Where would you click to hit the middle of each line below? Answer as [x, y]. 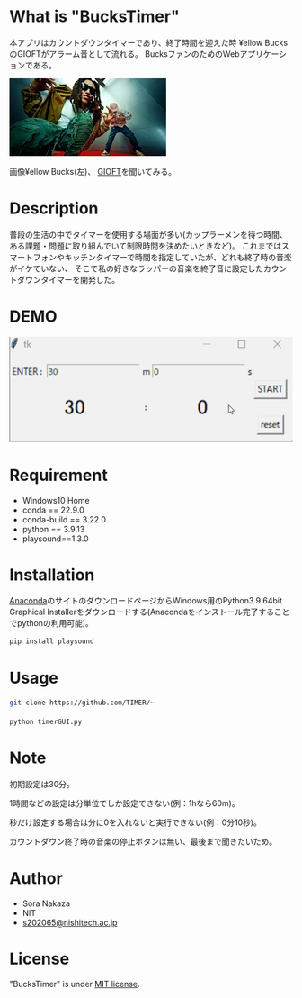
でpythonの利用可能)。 [52, 623]
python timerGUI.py [46, 722]
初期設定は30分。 [42, 784]
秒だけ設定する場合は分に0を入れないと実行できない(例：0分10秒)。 [136, 822]
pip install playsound [52, 641]
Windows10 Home [56, 500]
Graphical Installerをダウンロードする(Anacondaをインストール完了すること [150, 612]
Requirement [58, 475]
